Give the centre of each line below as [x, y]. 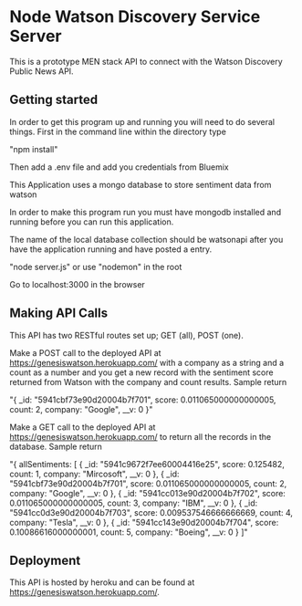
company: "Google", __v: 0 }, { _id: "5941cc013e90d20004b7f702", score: [147, 493]
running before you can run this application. [92, 222]
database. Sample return [56, 446]
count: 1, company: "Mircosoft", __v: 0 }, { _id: [94, 474]
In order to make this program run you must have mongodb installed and [145, 212]
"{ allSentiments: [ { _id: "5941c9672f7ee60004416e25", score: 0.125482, [147, 464]
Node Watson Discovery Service [135, 17]
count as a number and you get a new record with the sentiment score [141, 372]
